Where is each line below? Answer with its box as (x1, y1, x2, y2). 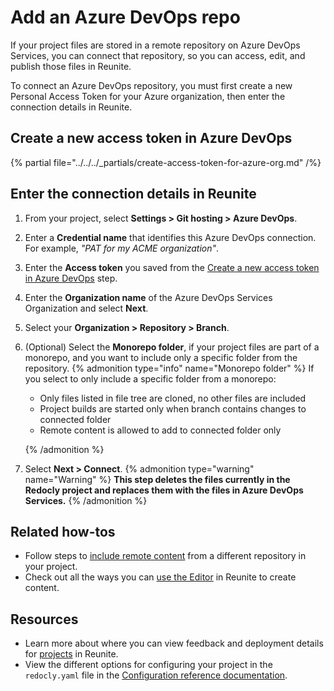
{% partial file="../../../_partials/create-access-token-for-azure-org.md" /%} (10, 156, 322, 168)
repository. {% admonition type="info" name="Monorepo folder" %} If (24, 362, 315, 374)
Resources (10, 611, 79, 628)
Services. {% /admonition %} (24, 494, 148, 506)
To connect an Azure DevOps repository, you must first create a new (10, 79, 293, 91)
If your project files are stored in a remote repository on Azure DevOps (10, 39, 301, 51)
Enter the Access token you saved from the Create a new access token (24, 261, 320, 273)
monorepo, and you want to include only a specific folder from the (24, 351, 298, 363)
